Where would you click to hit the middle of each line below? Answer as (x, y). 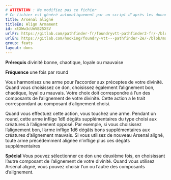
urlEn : (12, 39)
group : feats (19, 43)
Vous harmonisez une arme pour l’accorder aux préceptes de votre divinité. (84, 82)
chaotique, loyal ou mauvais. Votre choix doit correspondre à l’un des (78, 93)
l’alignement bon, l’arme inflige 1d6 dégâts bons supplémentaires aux (78, 130)
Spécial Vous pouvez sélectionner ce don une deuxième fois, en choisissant (85, 156)
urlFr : (12, 34)
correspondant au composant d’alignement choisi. (58, 103)
